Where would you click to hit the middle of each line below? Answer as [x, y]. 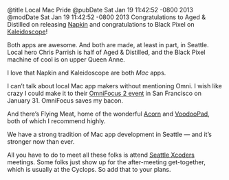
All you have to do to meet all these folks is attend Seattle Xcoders [101, 155]
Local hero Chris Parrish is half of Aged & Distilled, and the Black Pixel [106, 52]
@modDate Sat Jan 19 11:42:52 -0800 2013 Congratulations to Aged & [107, 17]
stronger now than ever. [41, 142]
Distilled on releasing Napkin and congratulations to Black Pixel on [101, 24]
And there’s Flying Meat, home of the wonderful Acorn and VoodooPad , [108, 114]
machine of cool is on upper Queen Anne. [66, 60]
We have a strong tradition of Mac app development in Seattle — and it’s [109, 134]
